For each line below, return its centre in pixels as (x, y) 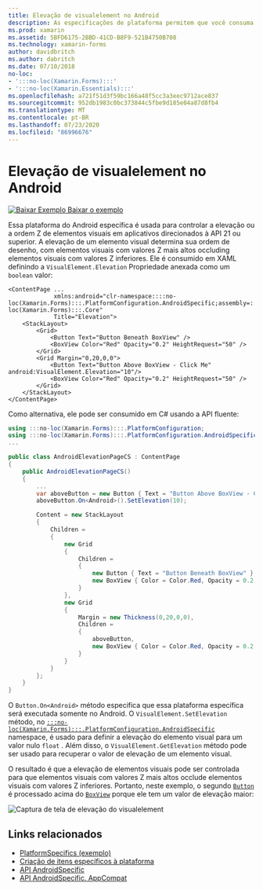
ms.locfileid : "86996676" (50, 132)
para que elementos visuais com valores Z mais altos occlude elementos (125, 778)
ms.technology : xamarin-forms (58, 45)
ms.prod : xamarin (36, 30)
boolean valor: (31, 275)
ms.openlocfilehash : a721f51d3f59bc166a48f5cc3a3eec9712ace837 (113, 96)
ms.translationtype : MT (47, 111)
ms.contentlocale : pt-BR (49, 118)
